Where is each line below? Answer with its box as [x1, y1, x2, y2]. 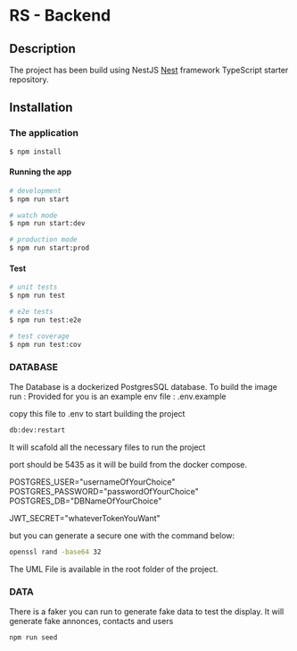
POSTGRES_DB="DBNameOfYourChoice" [9, 495, 162, 506]
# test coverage [9, 332, 70, 341]
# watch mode [9, 211, 58, 220]
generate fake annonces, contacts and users [9, 615, 174, 626]
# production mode [9, 235, 78, 244]
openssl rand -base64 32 [9, 547, 102, 556]
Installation [9, 100, 73, 115]
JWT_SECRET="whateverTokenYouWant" [9, 512, 161, 523]
